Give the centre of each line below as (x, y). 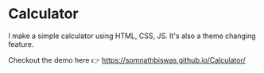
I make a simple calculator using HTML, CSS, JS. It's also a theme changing (132, 36)
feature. (21, 44)
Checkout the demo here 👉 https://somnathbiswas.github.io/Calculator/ (127, 60)
